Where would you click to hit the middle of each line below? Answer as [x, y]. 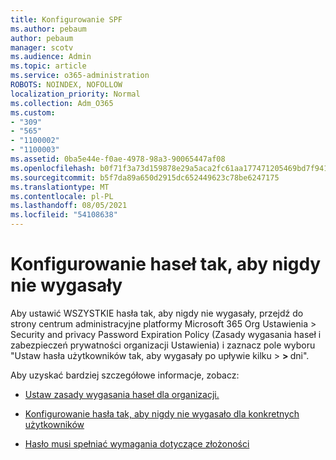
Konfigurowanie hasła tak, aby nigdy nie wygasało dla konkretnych [162, 413]
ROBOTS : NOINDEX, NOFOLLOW [66, 85]
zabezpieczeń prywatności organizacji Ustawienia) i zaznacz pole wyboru [163, 345]
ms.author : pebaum [48, 29]
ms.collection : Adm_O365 [62, 103]
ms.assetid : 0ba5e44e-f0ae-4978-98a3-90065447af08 [118, 159]
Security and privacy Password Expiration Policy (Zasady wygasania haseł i [166, 334]
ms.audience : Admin [51, 57]
